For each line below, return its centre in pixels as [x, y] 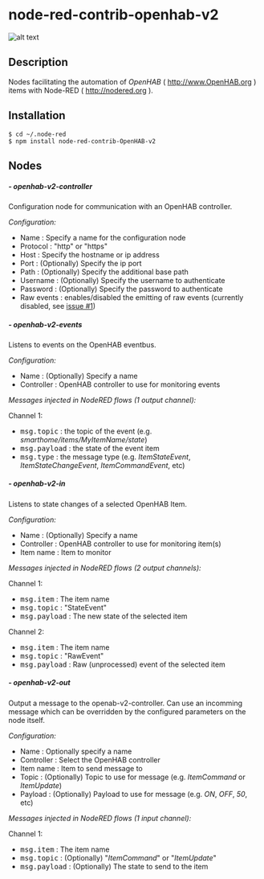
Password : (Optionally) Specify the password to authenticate [121, 289]
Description [38, 62]
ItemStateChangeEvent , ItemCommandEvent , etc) [102, 465]
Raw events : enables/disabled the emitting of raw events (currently [132, 297]
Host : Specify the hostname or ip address [90, 254]
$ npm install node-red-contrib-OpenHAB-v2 [82, 141]
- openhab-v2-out [39, 683]
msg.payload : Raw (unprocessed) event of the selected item [123, 664]
